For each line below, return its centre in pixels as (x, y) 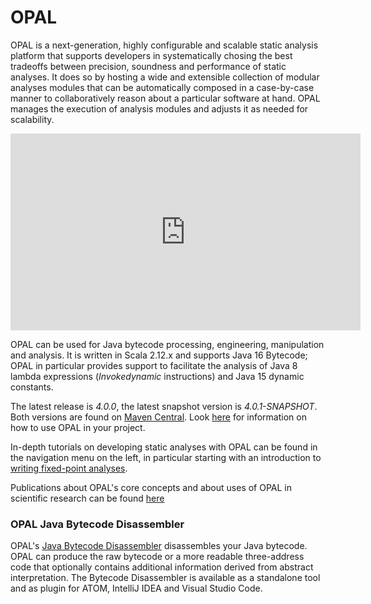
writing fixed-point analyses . (69, 468)
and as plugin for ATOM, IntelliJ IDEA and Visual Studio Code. (136, 588)
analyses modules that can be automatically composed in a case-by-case (162, 87)
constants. (32, 387)
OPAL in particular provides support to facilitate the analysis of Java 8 (154, 365)
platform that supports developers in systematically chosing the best (151, 55)
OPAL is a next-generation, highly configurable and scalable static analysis (164, 45)
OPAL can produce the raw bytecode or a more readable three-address (157, 557)
